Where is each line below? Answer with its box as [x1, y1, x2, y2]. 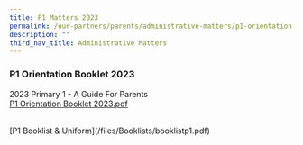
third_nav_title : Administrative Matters [9, 38, 168, 48]
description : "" [9, 30, 70, 39]
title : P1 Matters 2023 [9, 13, 99, 23]
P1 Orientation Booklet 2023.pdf [9, 98, 128, 109]
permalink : [9, 22, 50, 31]
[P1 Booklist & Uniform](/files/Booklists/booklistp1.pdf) [9, 125, 210, 136]
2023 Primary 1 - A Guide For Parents [9, 88, 149, 99]
